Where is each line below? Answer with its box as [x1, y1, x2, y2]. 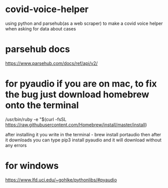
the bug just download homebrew [5, 89, 149, 100]
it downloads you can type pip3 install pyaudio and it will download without [5, 137, 162, 143]
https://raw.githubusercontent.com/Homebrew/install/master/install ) [5, 122, 147, 128]
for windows [5, 160, 59, 171]
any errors [5, 142, 27, 148]
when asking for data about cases [5, 25, 76, 31]
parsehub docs [5, 44, 70, 55]
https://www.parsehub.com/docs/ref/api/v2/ [5, 60, 98, 66]
